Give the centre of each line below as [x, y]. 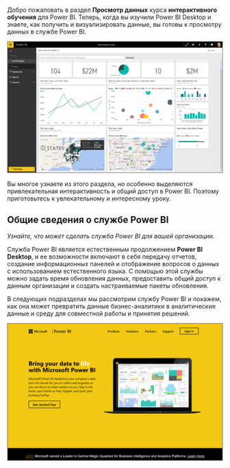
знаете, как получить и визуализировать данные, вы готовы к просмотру [114, 24]
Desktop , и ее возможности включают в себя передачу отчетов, [102, 257]
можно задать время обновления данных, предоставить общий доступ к [114, 278]
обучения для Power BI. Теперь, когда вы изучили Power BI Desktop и [109, 17]
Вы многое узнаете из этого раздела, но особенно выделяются [100, 183]
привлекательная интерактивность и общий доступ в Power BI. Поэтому [113, 191]
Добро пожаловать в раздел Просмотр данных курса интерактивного [112, 10]
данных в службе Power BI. [47, 31]
